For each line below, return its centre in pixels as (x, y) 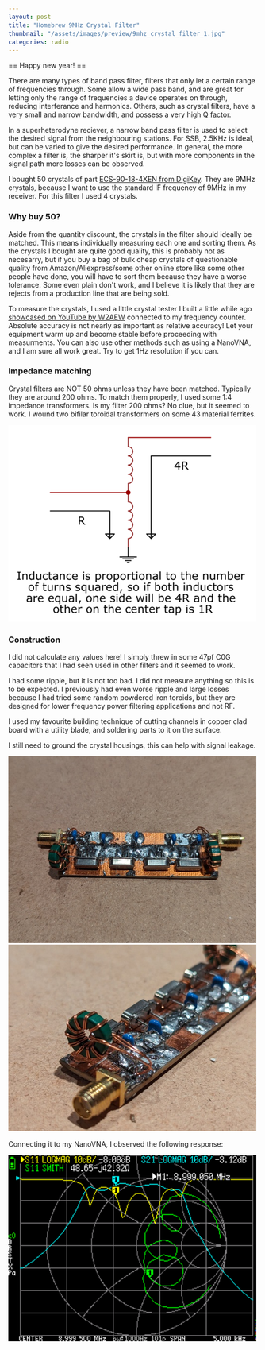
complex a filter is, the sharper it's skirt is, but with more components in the (132, 156)
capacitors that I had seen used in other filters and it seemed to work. (122, 665)
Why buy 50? (35, 217)
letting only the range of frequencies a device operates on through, (118, 98)
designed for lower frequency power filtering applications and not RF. (122, 706)
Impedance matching (50, 371)
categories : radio (38, 42)
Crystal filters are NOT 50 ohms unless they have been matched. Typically (130, 389)
